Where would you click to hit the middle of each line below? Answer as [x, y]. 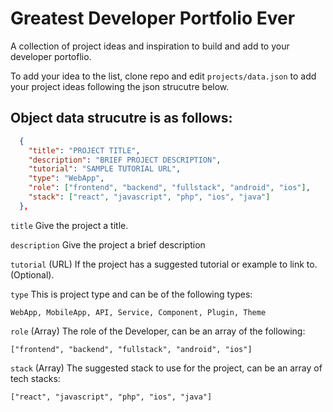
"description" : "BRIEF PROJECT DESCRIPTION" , [125, 160]
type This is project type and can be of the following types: [131, 294]
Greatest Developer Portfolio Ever [153, 18]
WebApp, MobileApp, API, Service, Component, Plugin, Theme [138, 312]
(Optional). [32, 274]
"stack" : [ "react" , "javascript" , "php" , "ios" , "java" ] [149, 197]
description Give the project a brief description [108, 244]
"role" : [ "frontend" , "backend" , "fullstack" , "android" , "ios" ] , [169, 188]
